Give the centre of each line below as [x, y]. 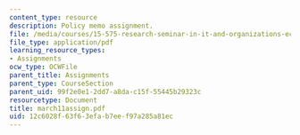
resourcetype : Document [54, 100]
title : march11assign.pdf [57, 108]
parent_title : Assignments [59, 75]
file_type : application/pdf [62, 42]
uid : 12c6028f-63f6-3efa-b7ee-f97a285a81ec [92, 116]
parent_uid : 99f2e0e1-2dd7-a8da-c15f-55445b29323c [105, 91]
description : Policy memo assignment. [81, 26]
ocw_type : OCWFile [43, 67]
